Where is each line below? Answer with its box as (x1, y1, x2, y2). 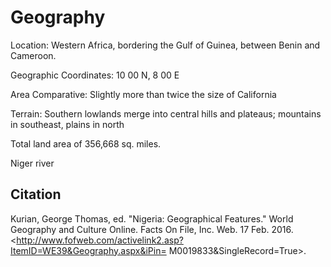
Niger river (10, 157, 55, 169)
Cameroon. (10, 49, 57, 61)
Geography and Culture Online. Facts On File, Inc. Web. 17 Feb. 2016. (10, 223, 294, 235)
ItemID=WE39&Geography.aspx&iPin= (10, 244, 167, 256)
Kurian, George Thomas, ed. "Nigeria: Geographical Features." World (10, 212, 294, 225)
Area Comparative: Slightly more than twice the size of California (10, 88, 277, 100)
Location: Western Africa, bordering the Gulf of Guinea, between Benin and (10, 39, 321, 51)
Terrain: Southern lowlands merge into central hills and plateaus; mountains (10, 107, 322, 120)
